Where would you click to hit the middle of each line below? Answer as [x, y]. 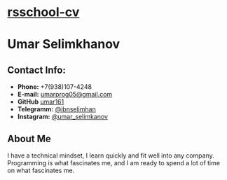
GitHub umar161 [41, 102]
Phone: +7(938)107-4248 [55, 87]
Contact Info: [37, 70]
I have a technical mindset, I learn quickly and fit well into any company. [111, 155]
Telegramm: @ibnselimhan [56, 109]
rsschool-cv [43, 12]
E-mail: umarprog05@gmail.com [65, 95]
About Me [29, 138]
